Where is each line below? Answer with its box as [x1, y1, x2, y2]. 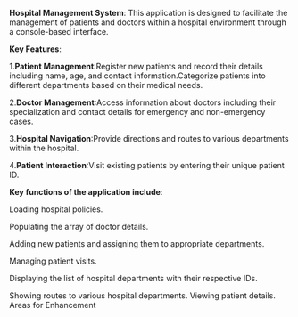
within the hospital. [9, 142, 79, 153]
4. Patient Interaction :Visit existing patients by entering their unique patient [9, 160, 286, 170]
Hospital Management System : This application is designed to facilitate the [9, 8, 288, 18]
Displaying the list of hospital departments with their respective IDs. [9, 273, 258, 283]
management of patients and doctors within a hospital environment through [9, 17, 287, 28]
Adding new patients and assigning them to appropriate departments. [9, 239, 265, 248]
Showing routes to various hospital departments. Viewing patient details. [9, 290, 277, 301]
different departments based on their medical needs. [9, 80, 203, 90]
